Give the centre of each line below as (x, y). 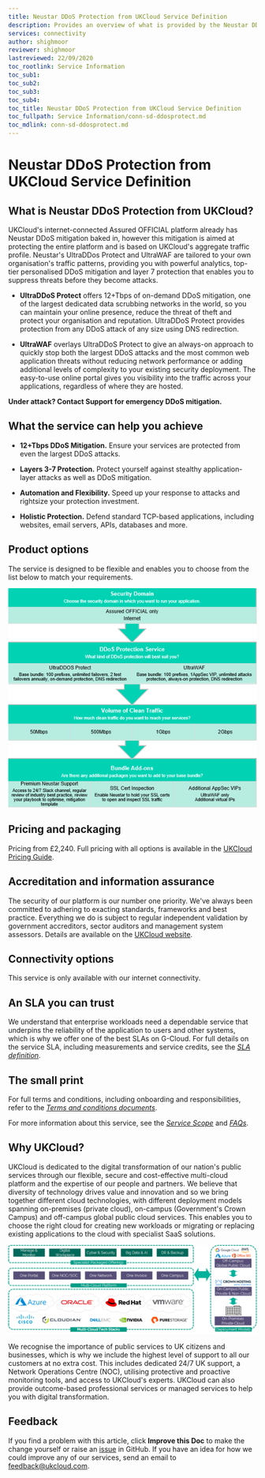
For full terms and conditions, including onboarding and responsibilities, (125, 1099)
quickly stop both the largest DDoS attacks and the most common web (134, 353)
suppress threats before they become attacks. (83, 280)
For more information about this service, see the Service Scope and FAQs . (129, 1123)
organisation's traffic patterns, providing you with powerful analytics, (120, 263)
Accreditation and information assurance (112, 882)
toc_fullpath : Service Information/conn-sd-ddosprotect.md (107, 117)
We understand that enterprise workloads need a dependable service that (128, 1022)
